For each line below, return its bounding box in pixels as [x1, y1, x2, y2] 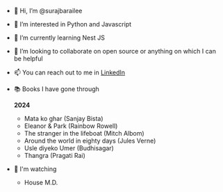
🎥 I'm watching [13, 165, 57, 173]
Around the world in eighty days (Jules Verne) [24, 136, 156, 145]
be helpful [13, 54, 43, 63]
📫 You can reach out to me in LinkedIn [13, 68, 126, 77]
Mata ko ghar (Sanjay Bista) [24, 115, 104, 122]
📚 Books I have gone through [13, 85, 99, 93]
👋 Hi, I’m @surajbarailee [13, 7, 83, 15]
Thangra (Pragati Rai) [24, 152, 85, 159]
